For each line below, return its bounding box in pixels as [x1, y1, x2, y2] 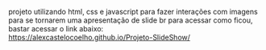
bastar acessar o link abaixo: [8, 24, 104, 33]
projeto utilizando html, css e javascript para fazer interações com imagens [8, 7, 258, 16]
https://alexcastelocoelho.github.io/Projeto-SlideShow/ [8, 32, 191, 42]
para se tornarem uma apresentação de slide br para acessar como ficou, [8, 15, 253, 25]
